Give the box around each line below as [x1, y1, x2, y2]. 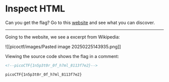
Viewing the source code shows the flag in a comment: [5, 53, 119, 59]
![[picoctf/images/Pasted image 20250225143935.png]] [5, 43, 121, 49]
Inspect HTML [5, 3, 65, 14]
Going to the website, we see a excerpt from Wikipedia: [5, 33, 120, 40]
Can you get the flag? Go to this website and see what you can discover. [5, 19, 155, 25]
